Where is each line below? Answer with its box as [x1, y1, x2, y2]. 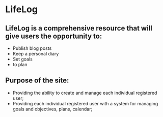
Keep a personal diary [12, 51, 59, 56]
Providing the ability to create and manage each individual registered [12, 90, 157, 96]
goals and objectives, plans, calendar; [12, 106, 93, 112]
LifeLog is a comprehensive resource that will [5, 24, 153, 33]
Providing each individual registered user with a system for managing [12, 100, 158, 106]
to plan [12, 62, 28, 67]
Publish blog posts [12, 45, 52, 51]
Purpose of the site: [5, 76, 69, 85]
